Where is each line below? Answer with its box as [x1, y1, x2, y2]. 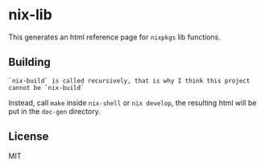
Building [8, 55, 51, 69]
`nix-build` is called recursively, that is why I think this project [8, 76, 251, 85]
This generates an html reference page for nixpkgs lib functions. [8, 32, 222, 42]
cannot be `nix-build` [8, 83, 85, 92]
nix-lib [8, 6, 52, 24]
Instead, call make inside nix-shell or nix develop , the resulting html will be [8, 98, 257, 108]
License [8, 130, 49, 144]
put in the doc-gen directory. [8, 106, 101, 116]
